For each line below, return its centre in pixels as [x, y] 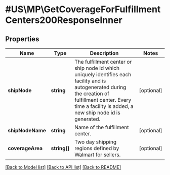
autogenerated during [100, 87]
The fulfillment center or [103, 62]
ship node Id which [97, 68]
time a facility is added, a [104, 106]
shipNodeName [27, 130]
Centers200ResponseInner [64, 20]
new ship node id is [97, 113]
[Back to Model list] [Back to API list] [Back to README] [63, 167]
